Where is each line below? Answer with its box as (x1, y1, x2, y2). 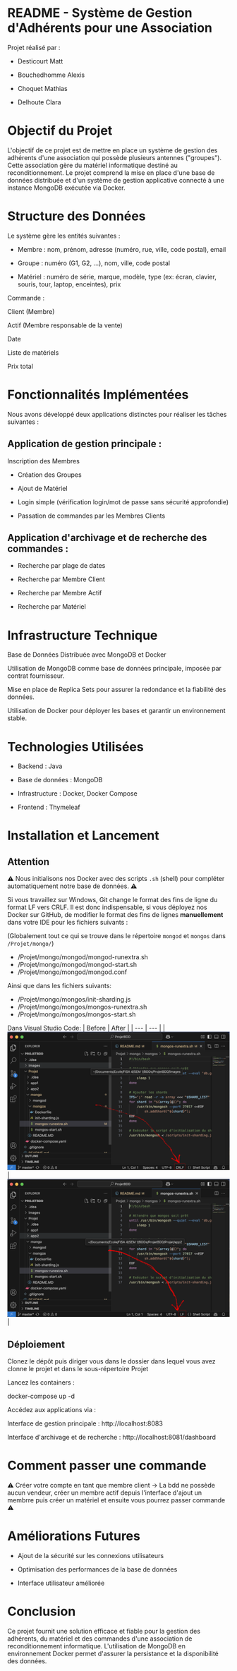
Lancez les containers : (7, 1378, 75, 1387)
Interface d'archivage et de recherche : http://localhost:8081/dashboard (7, 1433, 217, 1442)
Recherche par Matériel (17, 602, 86, 611)
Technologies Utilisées (7, 739, 144, 755)
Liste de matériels (7, 348, 59, 357)
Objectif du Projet (7, 123, 113, 139)
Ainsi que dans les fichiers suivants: (7, 982, 111, 990)
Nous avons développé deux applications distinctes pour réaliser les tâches (7, 410, 227, 418)
